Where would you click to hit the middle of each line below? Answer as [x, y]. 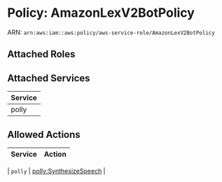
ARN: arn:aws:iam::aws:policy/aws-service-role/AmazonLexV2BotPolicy [111, 32]
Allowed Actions [44, 134]
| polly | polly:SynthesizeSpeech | [56, 171]
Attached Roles [41, 54]
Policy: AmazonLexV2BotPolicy [101, 13]
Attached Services [49, 78]
